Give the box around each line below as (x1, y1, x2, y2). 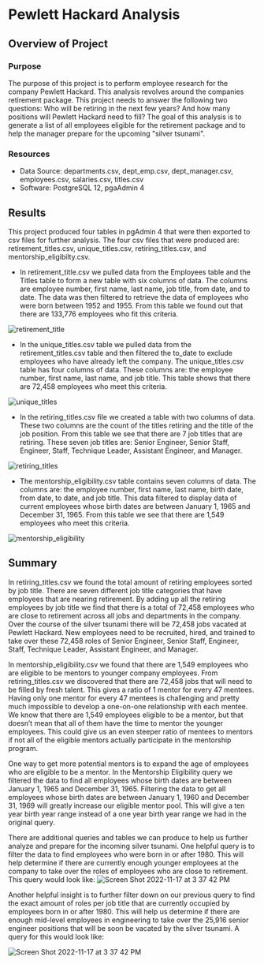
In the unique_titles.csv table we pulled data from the (19, 339, 191, 349)
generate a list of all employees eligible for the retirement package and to (8, 120, 246, 129)
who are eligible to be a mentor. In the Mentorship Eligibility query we (8, 767, 233, 776)
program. (8, 743, 39, 753)
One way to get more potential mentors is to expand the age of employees (8, 759, 250, 768)
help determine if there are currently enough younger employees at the (8, 858, 239, 867)
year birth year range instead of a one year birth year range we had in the (8, 809, 247, 818)
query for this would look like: (8, 932, 105, 941)
